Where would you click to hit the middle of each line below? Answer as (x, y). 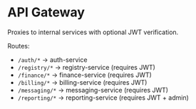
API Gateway (46, 12)
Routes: (19, 46)
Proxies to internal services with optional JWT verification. (93, 32)
